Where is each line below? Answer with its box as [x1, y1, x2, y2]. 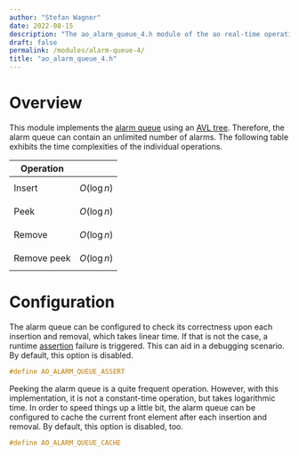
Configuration [9, 292, 116, 313]
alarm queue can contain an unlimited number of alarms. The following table [9, 131, 289, 142]
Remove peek [13, 251, 71, 264]
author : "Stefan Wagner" [9, 12, 101, 22]
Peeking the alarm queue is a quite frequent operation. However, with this [9, 383, 279, 394]
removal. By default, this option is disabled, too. [9, 420, 184, 432]
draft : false [9, 37, 58, 47]
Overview [9, 93, 83, 113]
